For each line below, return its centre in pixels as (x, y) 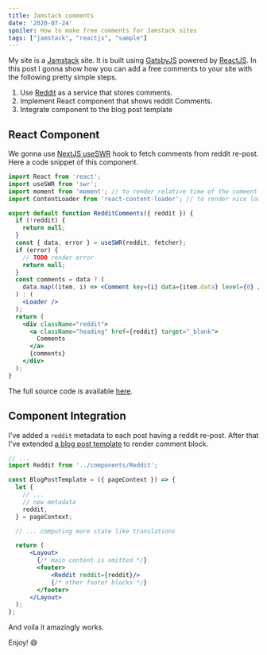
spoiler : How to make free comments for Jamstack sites (103, 30)
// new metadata (50, 502)
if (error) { (37, 250)
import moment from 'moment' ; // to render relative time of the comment (133, 192)
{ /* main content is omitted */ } (92, 560)
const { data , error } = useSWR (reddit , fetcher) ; (101, 243)
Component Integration (68, 416)
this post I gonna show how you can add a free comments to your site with (130, 69)
